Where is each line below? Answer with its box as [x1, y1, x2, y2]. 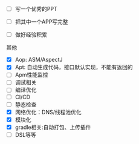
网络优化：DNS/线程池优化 [15, 108, 82, 116]
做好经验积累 [15, 31, 47, 38]
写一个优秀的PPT [15, 5, 57, 12]
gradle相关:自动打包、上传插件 [15, 123, 91, 131]
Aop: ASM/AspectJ [15, 56, 63, 64]
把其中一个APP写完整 [15, 18, 68, 25]
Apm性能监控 [15, 71, 48, 79]
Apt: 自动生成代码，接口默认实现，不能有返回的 [15, 64, 133, 71]
